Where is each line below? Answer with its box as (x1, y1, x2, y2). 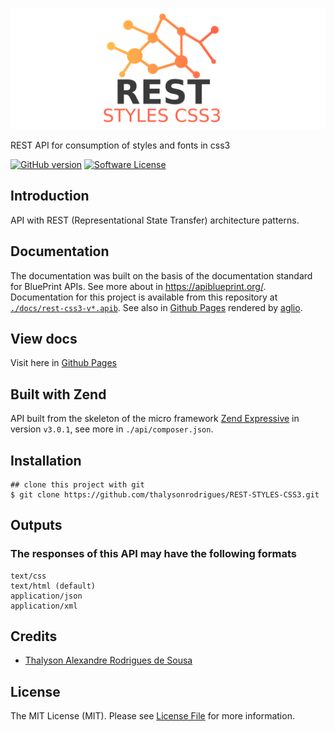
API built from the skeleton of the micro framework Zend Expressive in (10, 413, 300, 425)
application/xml (10, 601, 78, 611)
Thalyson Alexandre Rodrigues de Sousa (24, 654, 193, 667)
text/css (10, 571, 47, 581)
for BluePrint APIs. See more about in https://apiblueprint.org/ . (10, 280, 267, 292)
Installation (10, 452, 82, 469)
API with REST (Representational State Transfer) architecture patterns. (10, 214, 300, 226)
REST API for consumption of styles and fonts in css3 (10, 139, 231, 151)
